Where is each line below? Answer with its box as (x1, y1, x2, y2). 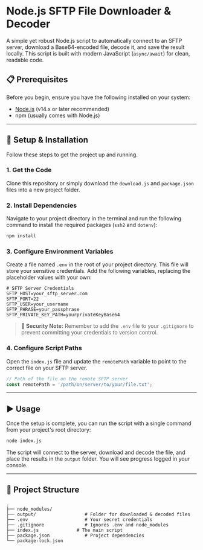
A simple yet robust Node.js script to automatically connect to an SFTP (6, 37, 182, 44)
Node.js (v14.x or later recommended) (14, 105, 110, 112)
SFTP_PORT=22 (6, 296, 39, 302)
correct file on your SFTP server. (6, 364, 88, 371)
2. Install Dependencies (6, 201, 77, 209)
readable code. (6, 56, 44, 63)
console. (6, 462, 28, 469)
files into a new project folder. (6, 186, 80, 193)
